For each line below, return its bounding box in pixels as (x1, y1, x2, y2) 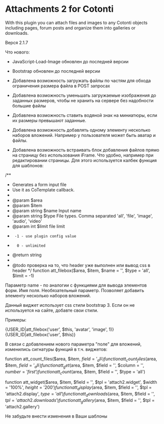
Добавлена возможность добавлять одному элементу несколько (12, 127, 151, 133)
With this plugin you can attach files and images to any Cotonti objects (5, 20, 148, 26)
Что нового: (5, 49, 30, 55)
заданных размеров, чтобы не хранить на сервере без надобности (12, 97, 154, 104)
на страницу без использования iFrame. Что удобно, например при (12, 152, 154, 158)
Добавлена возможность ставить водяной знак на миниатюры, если (12, 112, 158, 118)
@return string (12, 252, 42, 258)
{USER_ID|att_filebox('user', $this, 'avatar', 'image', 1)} (5, 326, 114, 332)
